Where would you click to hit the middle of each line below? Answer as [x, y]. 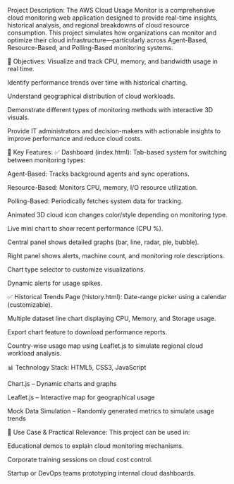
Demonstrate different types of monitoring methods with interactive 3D [110, 110]
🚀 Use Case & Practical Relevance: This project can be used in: [99, 432]
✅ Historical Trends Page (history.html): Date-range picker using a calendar [117, 297]
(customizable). [30, 305]
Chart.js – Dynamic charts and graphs [62, 383]
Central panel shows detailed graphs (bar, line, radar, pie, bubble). [103, 242]
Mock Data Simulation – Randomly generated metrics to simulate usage [111, 411]
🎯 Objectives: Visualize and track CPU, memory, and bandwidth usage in [113, 61]
